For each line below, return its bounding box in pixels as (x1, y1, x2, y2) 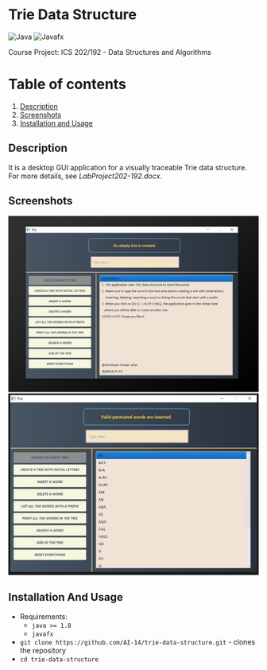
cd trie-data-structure (19, 655, 99, 664)
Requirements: (19, 611, 68, 621)
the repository (19, 645, 66, 655)
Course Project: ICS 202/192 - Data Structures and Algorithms (8, 47, 212, 56)
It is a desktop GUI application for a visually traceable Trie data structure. (8, 162, 248, 172)
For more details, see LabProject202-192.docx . (8, 171, 163, 181)
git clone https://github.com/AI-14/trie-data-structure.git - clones (19, 637, 256, 646)
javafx (31, 630, 54, 638)
